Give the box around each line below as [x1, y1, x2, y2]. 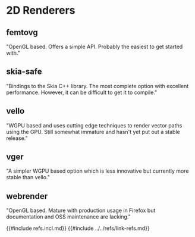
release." [6, 135, 28, 142]
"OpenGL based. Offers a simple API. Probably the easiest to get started [6, 43, 183, 50]
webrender [6, 191, 48, 201]
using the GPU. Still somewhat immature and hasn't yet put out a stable [6, 128, 180, 135]
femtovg [6, 27, 39, 38]
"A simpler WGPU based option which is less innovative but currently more [6, 167, 189, 174]
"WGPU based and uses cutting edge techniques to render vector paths [6, 121, 183, 129]
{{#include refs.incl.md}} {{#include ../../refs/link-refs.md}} [6, 224, 150, 232]
